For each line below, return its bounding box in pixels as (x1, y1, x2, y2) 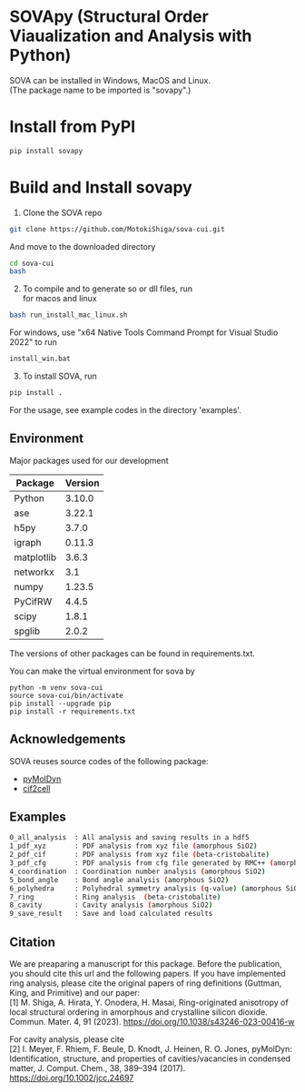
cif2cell (22, 782, 51, 793)
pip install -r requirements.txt (9, 706, 136, 716)
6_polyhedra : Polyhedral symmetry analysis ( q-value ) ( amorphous (9, 883, 282, 893)
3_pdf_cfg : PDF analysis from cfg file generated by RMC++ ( (9, 859, 274, 868)
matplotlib (14, 551, 57, 564)
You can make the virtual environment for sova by (9, 665, 195, 676)
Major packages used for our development (9, 455, 170, 466)
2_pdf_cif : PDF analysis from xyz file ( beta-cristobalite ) (9, 851, 271, 860)
